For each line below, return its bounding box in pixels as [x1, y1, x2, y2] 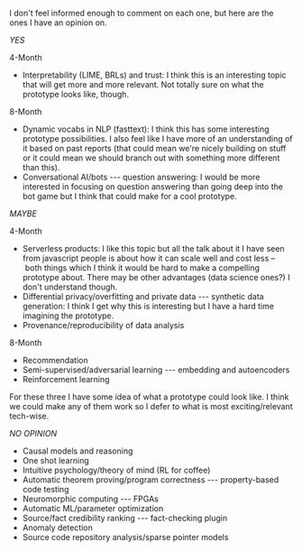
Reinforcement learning [22, 374, 110, 384]
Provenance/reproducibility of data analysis [22, 320, 185, 330]
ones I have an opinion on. [9, 17, 107, 28]
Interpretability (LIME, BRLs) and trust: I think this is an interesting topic [22, 69, 287, 80]
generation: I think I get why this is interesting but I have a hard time [22, 301, 275, 311]
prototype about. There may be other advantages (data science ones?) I [22, 272, 290, 282]
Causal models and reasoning [22, 445, 133, 456]
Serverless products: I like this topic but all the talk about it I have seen [22, 243, 286, 253]
